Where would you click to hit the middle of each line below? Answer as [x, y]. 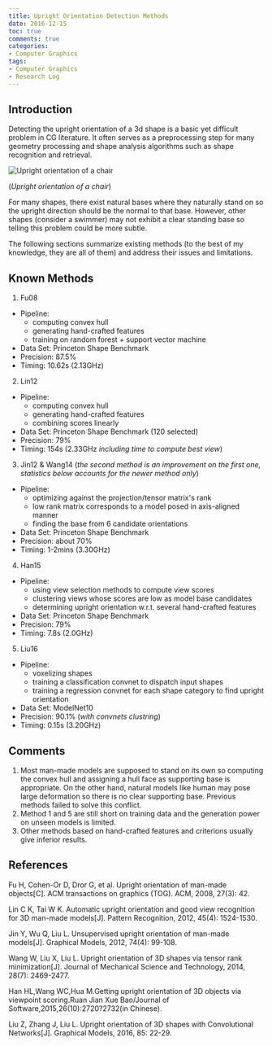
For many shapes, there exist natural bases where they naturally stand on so [136, 202]
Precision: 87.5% [48, 357]
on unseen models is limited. [68, 822]
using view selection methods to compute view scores [123, 590]
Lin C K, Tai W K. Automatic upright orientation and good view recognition [132, 909]
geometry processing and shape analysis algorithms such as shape [121, 147]
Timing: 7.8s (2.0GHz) [56, 633]
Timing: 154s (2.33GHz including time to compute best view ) [121, 449]
